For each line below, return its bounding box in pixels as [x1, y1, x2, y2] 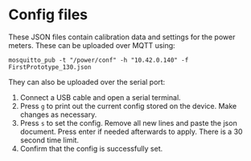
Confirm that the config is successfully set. [19, 143, 163, 153]
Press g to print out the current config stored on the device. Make [19, 101, 237, 111]
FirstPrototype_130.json [8, 62, 92, 71]
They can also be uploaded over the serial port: [8, 77, 166, 87]
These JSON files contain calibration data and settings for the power [8, 32, 236, 42]
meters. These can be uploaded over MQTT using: [8, 40, 175, 50]
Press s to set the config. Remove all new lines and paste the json [19, 118, 237, 127]
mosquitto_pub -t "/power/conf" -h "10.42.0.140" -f [8, 56, 189, 64]
